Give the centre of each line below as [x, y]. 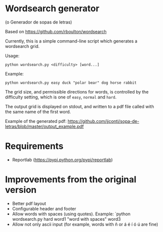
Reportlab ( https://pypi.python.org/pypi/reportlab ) [62, 160]
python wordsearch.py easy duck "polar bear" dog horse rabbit [71, 83]
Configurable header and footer [44, 209]
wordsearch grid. [22, 46]
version [21, 190]
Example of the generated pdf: [36, 121]
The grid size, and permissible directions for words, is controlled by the [77, 92]
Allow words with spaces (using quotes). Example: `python [71, 214]
